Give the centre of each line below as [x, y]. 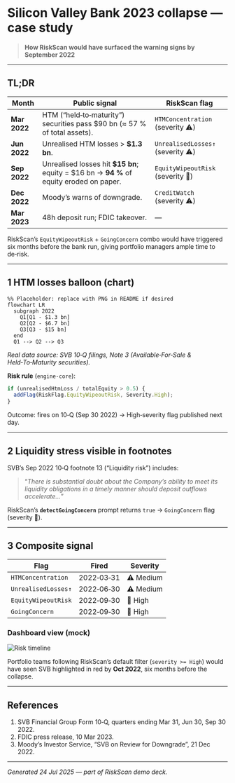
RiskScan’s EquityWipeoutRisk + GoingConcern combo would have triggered [115, 239]
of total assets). [67, 132]
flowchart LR [26, 305]
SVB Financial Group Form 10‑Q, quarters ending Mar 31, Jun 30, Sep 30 [121, 722]
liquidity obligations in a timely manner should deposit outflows [116, 489]
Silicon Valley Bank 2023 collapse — [115, 13]
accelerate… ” [44, 496]
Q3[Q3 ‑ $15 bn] [44, 329]
